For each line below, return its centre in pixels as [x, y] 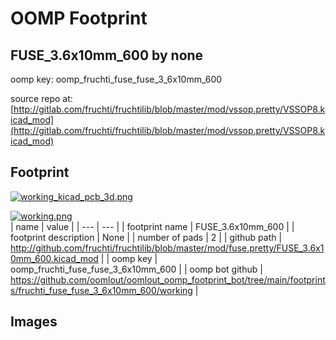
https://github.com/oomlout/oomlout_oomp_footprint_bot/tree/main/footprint [168, 279]
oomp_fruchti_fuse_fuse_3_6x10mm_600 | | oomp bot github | [136, 269]
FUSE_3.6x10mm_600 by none [107, 55]
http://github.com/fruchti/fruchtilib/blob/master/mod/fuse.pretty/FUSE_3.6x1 [167, 248]
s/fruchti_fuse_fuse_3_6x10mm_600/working [101, 290]
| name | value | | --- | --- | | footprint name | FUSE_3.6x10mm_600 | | [152, 226]
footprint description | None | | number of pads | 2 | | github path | [146, 237]
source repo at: [41, 98]
